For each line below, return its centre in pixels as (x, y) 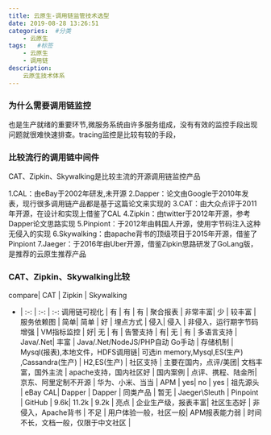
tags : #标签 (31, 46)
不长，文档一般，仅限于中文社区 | (75, 422)
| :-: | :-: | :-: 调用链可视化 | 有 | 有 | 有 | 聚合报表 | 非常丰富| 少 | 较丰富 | (138, 312)
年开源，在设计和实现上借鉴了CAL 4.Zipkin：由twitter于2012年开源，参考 (129, 213)
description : (30, 68)
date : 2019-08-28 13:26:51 (54, 23)
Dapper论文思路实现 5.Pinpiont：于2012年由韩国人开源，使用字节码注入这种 (134, 224)
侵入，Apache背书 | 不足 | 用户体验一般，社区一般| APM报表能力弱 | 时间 (141, 412)
